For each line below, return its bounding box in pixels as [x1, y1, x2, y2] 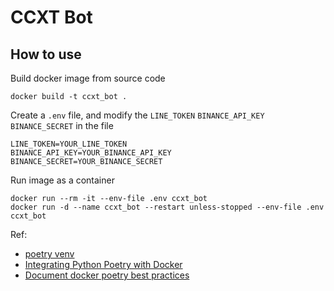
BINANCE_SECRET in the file [10, 120, 114, 131]
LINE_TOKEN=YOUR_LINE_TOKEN [10, 139, 128, 149]
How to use [10, 46, 82, 63]
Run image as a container [10, 174, 115, 186]
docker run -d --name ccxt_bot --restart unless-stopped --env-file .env [10, 202, 325, 212]
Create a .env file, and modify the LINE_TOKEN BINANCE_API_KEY [10, 109, 265, 121]
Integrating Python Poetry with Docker [24, 259, 183, 270]
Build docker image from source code [10, 72, 166, 84]
